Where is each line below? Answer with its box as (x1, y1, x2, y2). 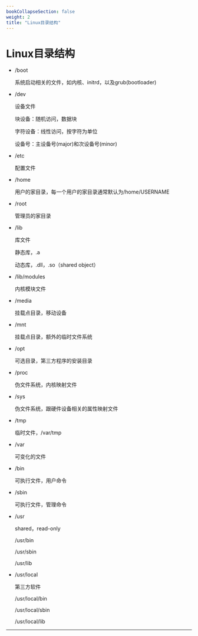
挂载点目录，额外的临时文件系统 (14, 333, 93, 340)
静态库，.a (14, 249, 40, 256)
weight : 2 (6, 14, 31, 20)
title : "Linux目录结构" (6, 19, 61, 25)
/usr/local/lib (14, 618, 45, 625)
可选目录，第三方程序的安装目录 (14, 358, 93, 365)
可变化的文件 (14, 453, 46, 460)
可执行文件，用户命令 (14, 477, 67, 484)
